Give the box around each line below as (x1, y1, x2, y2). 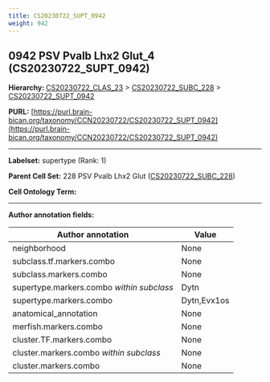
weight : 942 (8, 19, 48, 27)
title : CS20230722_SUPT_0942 (8, 11, 106, 20)
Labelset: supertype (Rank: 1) (8, 156, 107, 166)
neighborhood (12, 243, 67, 254)
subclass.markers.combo (12, 269, 108, 280)
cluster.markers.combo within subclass (12, 347, 161, 359)
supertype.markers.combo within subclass (12, 282, 174, 294)
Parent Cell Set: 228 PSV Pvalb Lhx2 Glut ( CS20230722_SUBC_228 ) (8, 171, 235, 181)
